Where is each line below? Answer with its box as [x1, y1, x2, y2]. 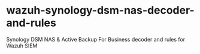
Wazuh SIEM [6, 42, 38, 49]
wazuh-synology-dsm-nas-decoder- [6, 4, 195, 17]
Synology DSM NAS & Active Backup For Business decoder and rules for [6, 36, 186, 43]
